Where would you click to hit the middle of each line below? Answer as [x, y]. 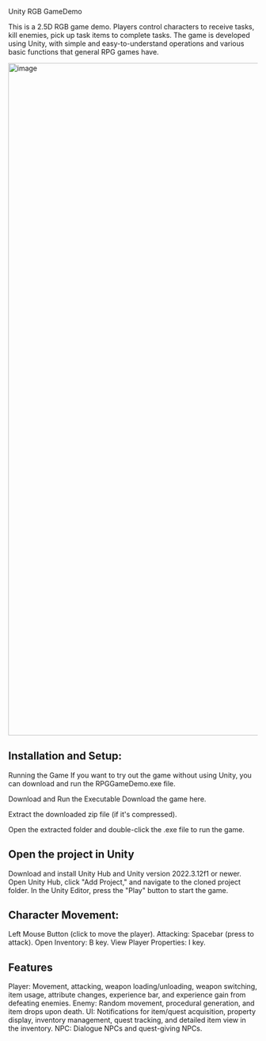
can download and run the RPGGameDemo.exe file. [92, 783]
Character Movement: [64, 916]
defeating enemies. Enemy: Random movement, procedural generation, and [131, 1003]
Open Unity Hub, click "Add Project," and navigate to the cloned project [125, 882]
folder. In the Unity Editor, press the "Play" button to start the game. [118, 890]
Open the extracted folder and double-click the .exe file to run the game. [127, 829]
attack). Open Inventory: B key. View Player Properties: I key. [107, 943]
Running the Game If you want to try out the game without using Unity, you [130, 775]
